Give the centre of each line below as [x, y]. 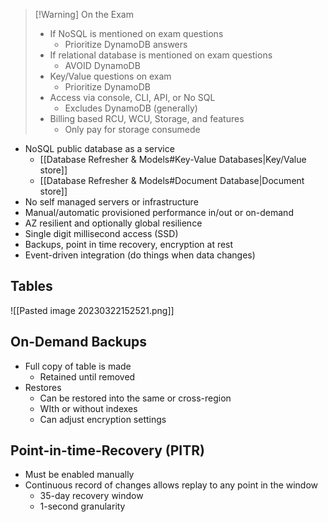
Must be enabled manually [79, 475]
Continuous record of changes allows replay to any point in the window [171, 485]
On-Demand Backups [79, 342]
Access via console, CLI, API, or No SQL [132, 97]
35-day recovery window [91, 496]
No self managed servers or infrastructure [111, 202]
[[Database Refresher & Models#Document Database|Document [172, 180]
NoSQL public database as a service [99, 148]
